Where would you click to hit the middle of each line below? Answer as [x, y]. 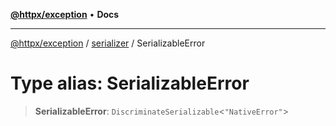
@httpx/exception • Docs [65, 14]
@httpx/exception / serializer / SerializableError [108, 43]
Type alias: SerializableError [130, 83]
